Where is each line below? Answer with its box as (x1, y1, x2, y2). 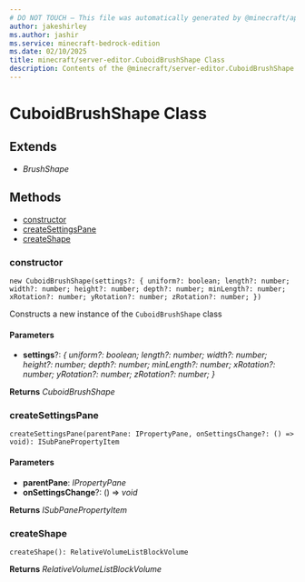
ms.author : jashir (9, 30, 79, 39)
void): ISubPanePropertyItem (9, 437, 120, 447)
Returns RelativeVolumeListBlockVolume (9, 563, 162, 574)
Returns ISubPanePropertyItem (9, 504, 127, 515)
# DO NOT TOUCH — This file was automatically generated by (9, 13, 242, 23)
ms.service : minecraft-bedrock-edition (9, 38, 161, 48)
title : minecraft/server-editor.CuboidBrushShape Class (9, 55, 225, 65)
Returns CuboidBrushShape (9, 386, 115, 397)
